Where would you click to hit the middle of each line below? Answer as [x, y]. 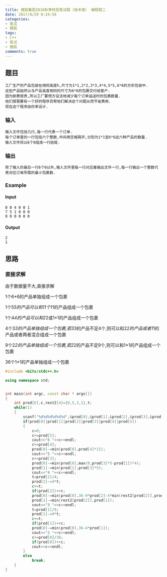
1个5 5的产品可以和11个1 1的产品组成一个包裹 [49, 307]
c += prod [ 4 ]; [44, 445]
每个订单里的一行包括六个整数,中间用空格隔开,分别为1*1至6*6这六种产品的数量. [76, 137]
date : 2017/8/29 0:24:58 [31, 14]
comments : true [21, 51]
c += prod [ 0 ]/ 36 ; [47, 537]
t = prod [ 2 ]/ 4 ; [45, 477]
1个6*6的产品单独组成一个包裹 [37, 296]
